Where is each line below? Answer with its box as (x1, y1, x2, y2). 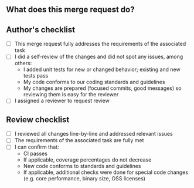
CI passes (23, 150, 48, 157)
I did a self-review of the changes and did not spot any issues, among (14, 53, 183, 61)
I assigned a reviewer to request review (14, 97, 110, 105)
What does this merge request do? (6, 5, 135, 15)
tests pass (23, 72, 49, 79)
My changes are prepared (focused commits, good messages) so (23, 85, 182, 92)
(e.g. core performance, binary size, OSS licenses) (23, 175, 145, 182)
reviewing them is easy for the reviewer (23, 91, 119, 98)
